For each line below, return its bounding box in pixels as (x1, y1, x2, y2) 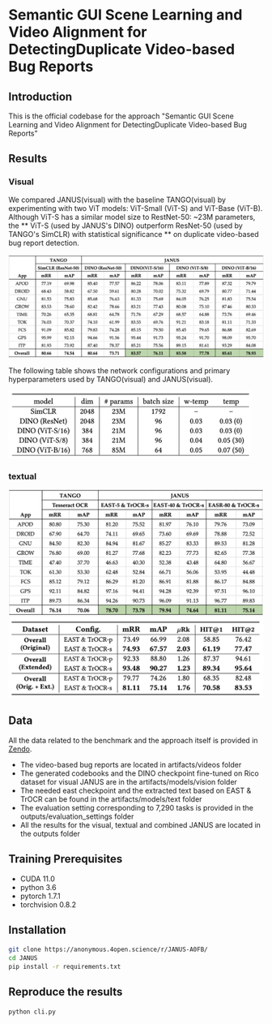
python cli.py (8, 1008, 57, 1016)
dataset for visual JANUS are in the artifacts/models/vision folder (19, 777, 237, 786)
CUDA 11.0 (19, 874, 55, 884)
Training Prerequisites (8, 852, 123, 866)
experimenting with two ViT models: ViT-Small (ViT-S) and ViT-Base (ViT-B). (8, 203, 263, 213)
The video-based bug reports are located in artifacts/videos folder (19, 759, 242, 769)
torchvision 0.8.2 (19, 899, 77, 910)
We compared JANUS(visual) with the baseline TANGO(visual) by (8, 195, 227, 204)
